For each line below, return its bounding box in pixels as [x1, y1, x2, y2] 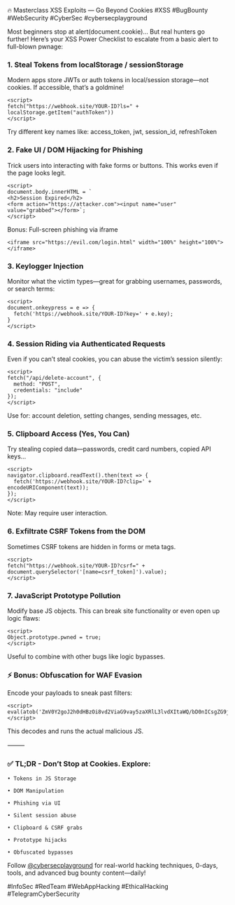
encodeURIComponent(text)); [7, 484, 90, 491]
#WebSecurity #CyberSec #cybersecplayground [7, 14, 148, 22]
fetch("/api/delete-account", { [7, 375, 101, 382]
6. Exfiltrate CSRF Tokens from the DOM [7, 527, 145, 536]
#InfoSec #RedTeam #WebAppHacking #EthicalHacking [7, 882, 169, 890]
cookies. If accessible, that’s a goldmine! [7, 84, 124, 92]
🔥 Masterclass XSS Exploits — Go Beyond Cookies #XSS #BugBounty [7, 6, 208, 14]
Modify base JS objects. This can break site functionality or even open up [7, 607, 220, 615]
